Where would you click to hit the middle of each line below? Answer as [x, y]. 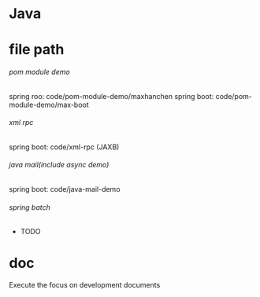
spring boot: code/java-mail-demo [65, 189]
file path [37, 50]
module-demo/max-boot [49, 104]
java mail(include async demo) [59, 165]
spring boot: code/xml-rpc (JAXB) [64, 147]
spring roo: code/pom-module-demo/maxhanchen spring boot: [111, 96]
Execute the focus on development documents [85, 285]
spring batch [30, 207]
